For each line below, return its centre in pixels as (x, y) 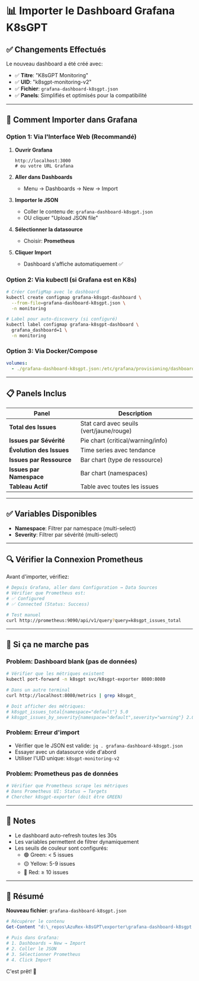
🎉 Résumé (25, 896)
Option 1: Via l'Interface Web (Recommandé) (71, 137)
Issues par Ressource (41, 459)
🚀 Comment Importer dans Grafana (72, 120)
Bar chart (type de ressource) (121, 459)
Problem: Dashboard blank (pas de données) (72, 661)
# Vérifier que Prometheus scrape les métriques (67, 786)
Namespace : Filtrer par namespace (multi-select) (75, 528)
